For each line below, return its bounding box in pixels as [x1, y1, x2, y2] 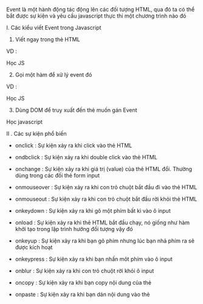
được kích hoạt [15, 244, 53, 250]
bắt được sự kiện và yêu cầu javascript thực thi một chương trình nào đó [6, 12, 187, 19]
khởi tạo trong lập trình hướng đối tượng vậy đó [15, 226, 133, 232]
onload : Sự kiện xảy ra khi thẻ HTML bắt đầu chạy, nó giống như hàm [15, 219, 190, 226]
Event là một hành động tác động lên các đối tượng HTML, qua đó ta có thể [6, 6, 195, 13]
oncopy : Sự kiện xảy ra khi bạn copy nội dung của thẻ [15, 279, 152, 286]
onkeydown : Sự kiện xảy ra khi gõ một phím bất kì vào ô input [15, 207, 171, 214]
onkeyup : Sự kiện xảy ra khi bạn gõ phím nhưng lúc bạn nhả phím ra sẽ [15, 237, 194, 244]
